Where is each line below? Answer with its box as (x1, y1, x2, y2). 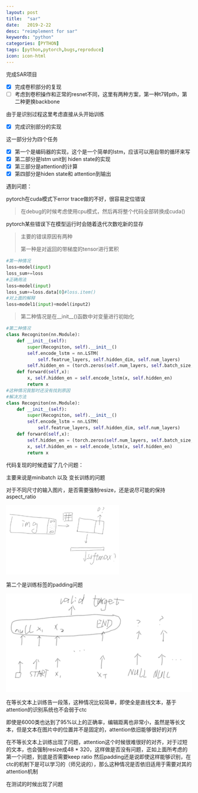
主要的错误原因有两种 (20, 233, 72, 240)
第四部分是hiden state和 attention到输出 (14, 170, 111, 177)
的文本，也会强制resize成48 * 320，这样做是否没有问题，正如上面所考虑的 (6, 746, 188, 753)
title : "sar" (6, 15, 41, 22)
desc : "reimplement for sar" (6, 28, 78, 34)
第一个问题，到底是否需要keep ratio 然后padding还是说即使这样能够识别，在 (6, 753, 192, 760)
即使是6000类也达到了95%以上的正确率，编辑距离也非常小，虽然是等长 (6, 718, 180, 725)
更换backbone (25, 98, 60, 105)
